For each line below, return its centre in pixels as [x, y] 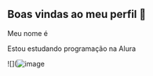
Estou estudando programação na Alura [72, 49]
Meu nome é [28, 33]
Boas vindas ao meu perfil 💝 [77, 14]
